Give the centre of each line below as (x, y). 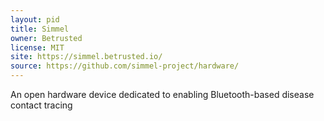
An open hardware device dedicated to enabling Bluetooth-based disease (162, 94)
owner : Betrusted (46, 38)
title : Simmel (40, 29)
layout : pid (35, 19)
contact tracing (41, 105)
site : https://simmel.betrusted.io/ (86, 57)
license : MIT (37, 47)
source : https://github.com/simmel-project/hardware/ (125, 66)
